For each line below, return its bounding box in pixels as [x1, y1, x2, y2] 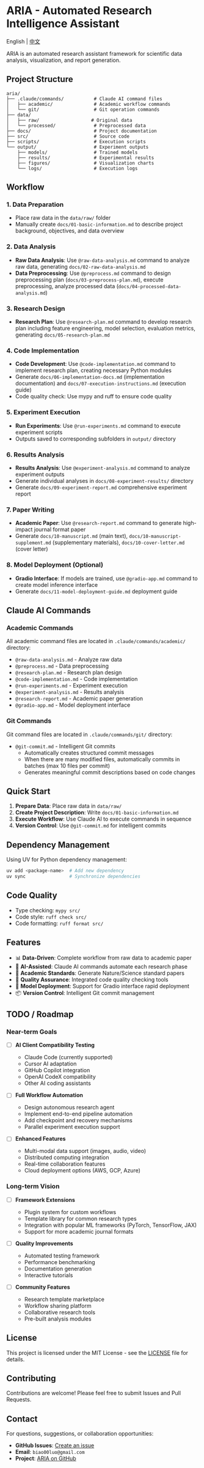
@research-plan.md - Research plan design [15, 669, 122, 676]
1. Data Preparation [6, 200, 64, 209]
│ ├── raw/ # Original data [6, 117, 133, 123]
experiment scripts [15, 428, 63, 436]
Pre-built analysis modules [24, 1315, 92, 1322]
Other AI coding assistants [24, 1079, 92, 1087]
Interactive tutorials [24, 1271, 73, 1279]
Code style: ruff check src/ [15, 913, 87, 920]
